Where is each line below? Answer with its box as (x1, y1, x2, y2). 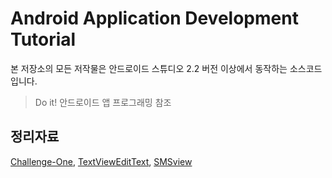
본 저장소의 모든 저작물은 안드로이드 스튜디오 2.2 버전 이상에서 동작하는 (10, 62, 288, 74)
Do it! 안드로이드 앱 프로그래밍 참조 (34, 96, 172, 108)
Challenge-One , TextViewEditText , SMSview (10, 155, 193, 167)
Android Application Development (10, 7, 299, 30)
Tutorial (10, 28, 77, 51)
